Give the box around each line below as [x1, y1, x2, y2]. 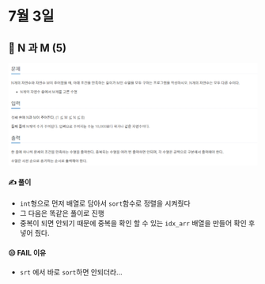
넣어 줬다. [19, 229, 50, 238]
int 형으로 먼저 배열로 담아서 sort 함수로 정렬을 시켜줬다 [19, 199, 191, 208]
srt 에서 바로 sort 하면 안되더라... [19, 267, 123, 277]
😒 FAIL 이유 [8, 248, 47, 257]
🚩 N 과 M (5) [8, 41, 67, 55]
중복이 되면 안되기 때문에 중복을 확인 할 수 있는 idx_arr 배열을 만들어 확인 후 [19, 218, 256, 228]
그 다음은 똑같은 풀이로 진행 [19, 209, 105, 218]
